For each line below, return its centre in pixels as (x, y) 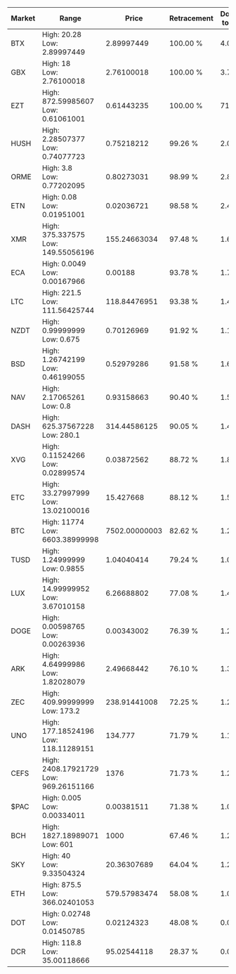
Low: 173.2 (61, 711)
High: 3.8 (57, 168)
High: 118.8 (62, 943)
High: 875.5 (62, 885)
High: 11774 (63, 522)
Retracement (191, 18)
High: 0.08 (59, 197)
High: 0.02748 (66, 914)
